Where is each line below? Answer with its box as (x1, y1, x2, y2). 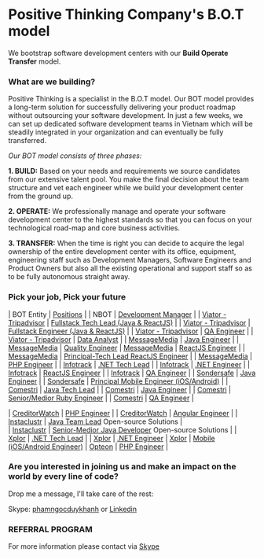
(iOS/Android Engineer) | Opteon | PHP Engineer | (8, 442, 169, 451)
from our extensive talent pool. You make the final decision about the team (8, 175, 249, 184)
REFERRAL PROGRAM (8, 524, 93, 535)
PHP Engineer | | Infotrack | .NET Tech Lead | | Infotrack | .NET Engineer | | (8, 359, 250, 369)
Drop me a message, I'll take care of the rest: (8, 489, 154, 498)
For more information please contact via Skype (8, 542, 159, 551)
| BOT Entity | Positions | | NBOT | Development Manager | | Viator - (8, 309, 227, 319)
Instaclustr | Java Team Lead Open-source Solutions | (8, 417, 183, 426)
